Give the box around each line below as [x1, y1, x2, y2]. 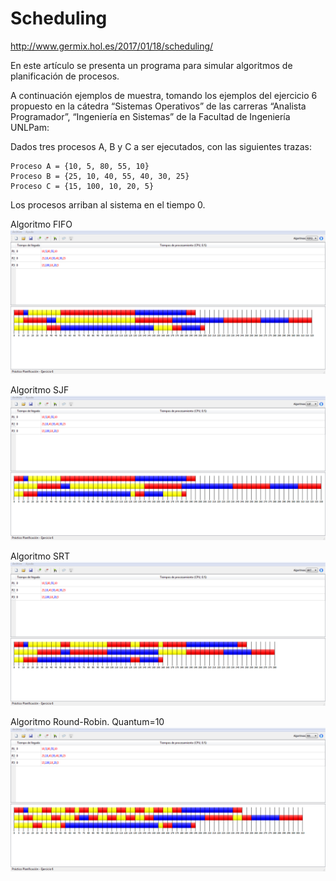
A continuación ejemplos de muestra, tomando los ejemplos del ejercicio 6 [10, 89, 318, 101]
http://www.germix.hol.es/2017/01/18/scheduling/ [10, 40, 214, 52]
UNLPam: [10, 121, 50, 133]
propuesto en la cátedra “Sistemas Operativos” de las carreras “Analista [10, 100, 307, 112]
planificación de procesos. [10, 70, 120, 82]
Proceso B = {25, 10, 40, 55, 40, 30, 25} [10, 171, 190, 181]
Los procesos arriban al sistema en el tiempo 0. [10, 198, 206, 211]
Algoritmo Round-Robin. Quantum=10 [10, 715, 165, 727]
